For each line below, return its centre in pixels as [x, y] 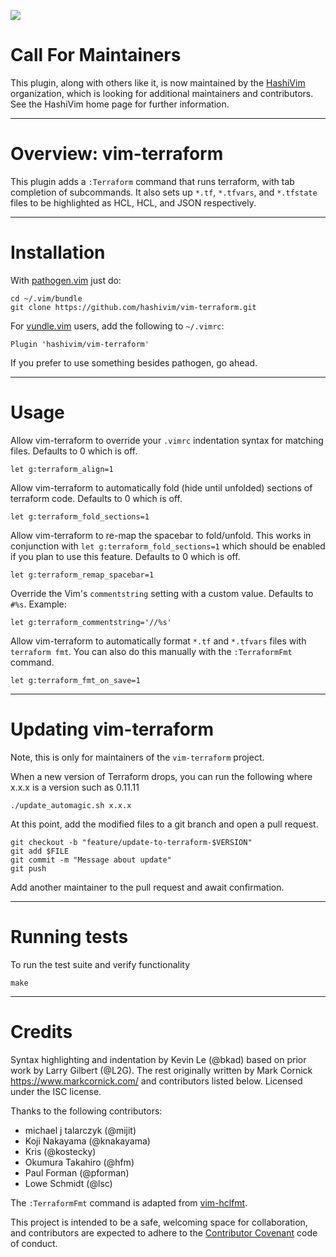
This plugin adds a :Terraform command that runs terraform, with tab [152, 181]
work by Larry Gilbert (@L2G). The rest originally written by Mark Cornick [161, 1070]
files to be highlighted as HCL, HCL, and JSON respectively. [133, 202]
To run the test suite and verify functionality [100, 964]
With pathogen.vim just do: [66, 280]
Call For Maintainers [96, 55]
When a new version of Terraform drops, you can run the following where [161, 776]
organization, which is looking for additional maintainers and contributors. [162, 93]
